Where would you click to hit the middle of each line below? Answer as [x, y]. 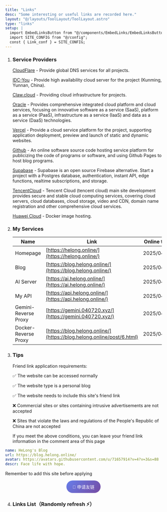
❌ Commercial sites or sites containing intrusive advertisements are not [85, 405]
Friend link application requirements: [50, 366]
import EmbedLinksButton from [41, 33]
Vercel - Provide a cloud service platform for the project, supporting [82, 130]
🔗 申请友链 [83, 487]
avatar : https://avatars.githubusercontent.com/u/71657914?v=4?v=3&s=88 [82, 460]
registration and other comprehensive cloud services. [67, 206]
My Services [28, 229]
